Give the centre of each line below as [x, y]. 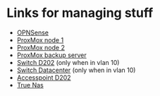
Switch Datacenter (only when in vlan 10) [76, 70]
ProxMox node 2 [41, 47]
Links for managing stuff [80, 13]
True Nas [30, 85]
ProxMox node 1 [40, 40]
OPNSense [32, 32]
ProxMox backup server [51, 55]
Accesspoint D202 [44, 77]
